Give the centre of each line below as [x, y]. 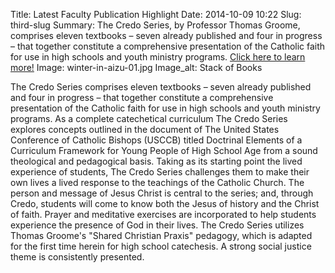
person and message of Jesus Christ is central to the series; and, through [162, 193]
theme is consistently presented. [77, 257]
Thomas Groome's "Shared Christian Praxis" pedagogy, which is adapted [161, 235]
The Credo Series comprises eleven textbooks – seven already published [161, 87]
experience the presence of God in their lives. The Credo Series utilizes [157, 225]
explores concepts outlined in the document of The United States [145, 129]
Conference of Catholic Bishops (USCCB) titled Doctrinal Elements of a [156, 140]
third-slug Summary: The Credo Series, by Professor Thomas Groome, [155, 25]
